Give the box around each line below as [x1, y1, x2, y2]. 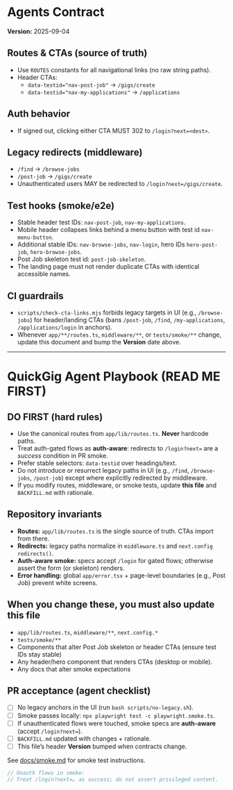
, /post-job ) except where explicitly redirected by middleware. [30, 473, 208, 482]
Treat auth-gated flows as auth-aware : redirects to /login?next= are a [17, 444, 218, 452]
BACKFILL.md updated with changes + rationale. [17, 734, 151, 743]
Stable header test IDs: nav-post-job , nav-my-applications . [17, 218, 186, 226]
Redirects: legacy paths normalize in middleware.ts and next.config [17, 541, 214, 550]
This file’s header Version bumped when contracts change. [17, 742, 187, 750]
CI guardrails [7, 289, 64, 302]
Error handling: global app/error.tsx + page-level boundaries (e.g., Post [17, 571, 226, 580]
